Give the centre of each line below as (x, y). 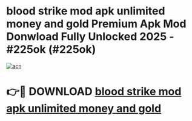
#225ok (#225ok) (51, 50)
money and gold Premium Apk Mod (96, 24)
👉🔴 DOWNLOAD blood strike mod (94, 92)
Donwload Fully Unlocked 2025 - (90, 37)
